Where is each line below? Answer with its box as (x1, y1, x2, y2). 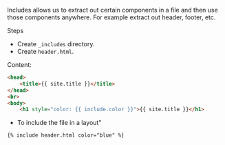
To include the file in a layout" (17, 119, 102, 127)
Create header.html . (17, 48, 74, 55)
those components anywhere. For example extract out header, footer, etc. (7, 13, 216, 21)
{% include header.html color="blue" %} (7, 132, 125, 139)
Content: (7, 61, 32, 68)
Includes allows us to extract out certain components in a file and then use (7, 6, 218, 14)
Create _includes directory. (17, 40, 95, 48)
